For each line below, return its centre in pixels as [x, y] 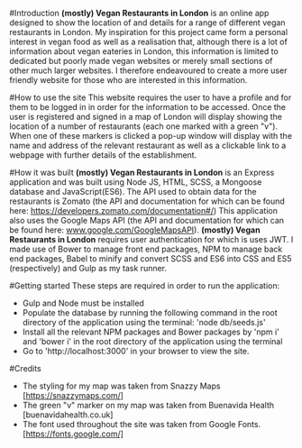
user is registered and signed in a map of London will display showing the [146, 117]
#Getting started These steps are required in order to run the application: [145, 286]
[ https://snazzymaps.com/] [73, 395]
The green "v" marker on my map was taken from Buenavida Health [148, 405]
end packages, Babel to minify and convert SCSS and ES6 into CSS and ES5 [151, 259]
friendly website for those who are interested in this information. [128, 80]
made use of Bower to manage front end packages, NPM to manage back [146, 249]
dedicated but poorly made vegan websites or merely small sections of [141, 61]
